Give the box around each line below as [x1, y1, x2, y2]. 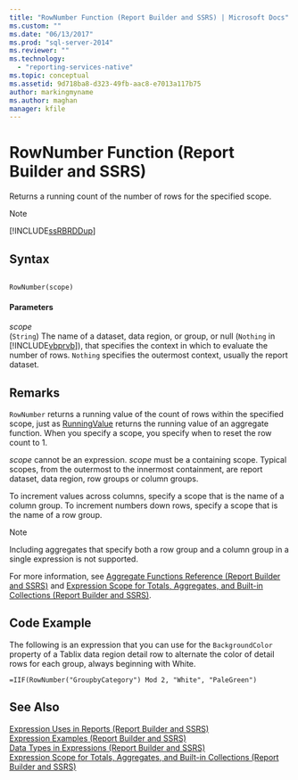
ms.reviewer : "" [9, 46, 70, 55]
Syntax [9, 251, 50, 267]
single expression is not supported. [9, 554, 138, 564]
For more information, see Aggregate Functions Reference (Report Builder [9, 571, 281, 582]
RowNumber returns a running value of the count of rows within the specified [9, 409, 284, 420]
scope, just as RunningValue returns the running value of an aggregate [9, 418, 269, 429]
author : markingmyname [9, 87, 94, 96]
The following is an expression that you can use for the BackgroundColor [9, 639, 274, 650]
